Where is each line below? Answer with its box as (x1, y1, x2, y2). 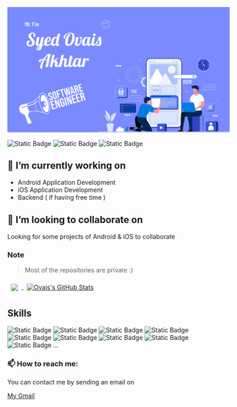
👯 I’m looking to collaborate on (7, 214, 143, 226)
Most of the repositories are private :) (24, 266, 134, 274)
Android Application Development (17, 178, 116, 187)
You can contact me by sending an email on (7, 377, 135, 386)
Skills (7, 307, 32, 319)
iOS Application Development (17, 186, 104, 194)
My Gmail (7, 391, 35, 400)
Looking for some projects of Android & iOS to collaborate (7, 233, 176, 241)
